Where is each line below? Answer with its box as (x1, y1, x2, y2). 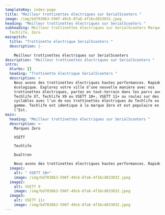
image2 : (9, 180, 26, 185)
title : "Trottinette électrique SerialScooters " (9, 39, 113, 44)
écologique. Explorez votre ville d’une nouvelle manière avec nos (14, 84, 155, 90)
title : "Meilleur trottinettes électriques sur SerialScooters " (5, 12, 141, 17)
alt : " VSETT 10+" (14, 170, 52, 175)
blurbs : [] (9, 67, 32, 72)
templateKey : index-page (5, 7, 56, 12)
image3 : (9, 193, 26, 198)
